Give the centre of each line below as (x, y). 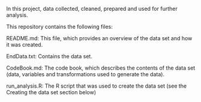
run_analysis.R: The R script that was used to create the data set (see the (97, 86)
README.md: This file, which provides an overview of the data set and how (99, 38)
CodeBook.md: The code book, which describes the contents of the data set (101, 68)
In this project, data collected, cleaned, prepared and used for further (92, 9)
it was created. (25, 45)
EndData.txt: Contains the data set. (49, 56)
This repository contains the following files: (59, 27)
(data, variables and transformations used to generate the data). (85, 74)
